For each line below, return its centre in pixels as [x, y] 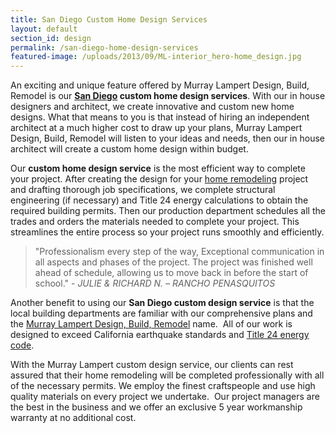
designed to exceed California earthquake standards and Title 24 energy [160, 335]
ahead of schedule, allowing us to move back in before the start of [171, 273]
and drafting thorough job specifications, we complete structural [143, 190]
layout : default [44, 29]
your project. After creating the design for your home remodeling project [159, 179]
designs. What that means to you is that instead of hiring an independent [160, 117]
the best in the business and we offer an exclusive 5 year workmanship [156, 407]
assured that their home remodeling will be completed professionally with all [167, 375]
